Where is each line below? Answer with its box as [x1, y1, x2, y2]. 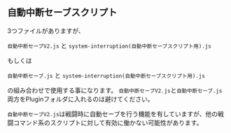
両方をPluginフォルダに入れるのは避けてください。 [7, 94, 154, 103]
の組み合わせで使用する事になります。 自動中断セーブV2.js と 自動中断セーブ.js [7, 86, 223, 94]
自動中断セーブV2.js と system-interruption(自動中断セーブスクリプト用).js [7, 41, 211, 50]
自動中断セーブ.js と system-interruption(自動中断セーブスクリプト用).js [7, 71, 205, 79]
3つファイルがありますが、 [7, 27, 85, 35]
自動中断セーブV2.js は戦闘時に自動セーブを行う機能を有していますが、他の [7, 109, 218, 118]
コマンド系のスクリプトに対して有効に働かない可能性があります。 [13, 118, 203, 127]
